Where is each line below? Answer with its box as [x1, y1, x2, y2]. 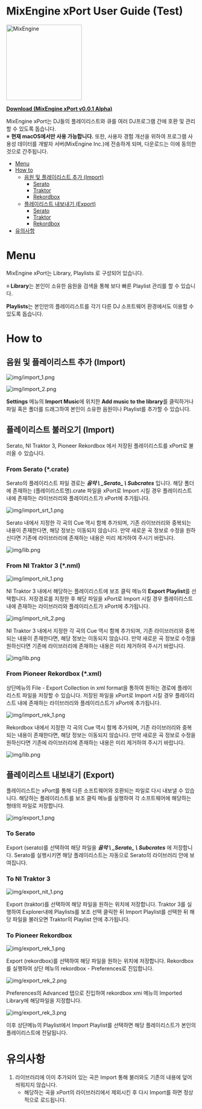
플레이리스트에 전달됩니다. [6, 1029, 68, 1036]
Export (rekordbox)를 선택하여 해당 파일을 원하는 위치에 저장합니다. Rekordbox [6, 957, 194, 965]
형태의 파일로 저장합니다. [6, 802, 65, 809]
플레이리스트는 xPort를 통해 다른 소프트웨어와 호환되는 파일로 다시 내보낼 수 [6, 787, 184, 794]
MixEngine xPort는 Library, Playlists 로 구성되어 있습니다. [6, 269, 144, 276]
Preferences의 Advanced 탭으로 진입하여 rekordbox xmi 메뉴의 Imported [6, 989, 183, 997]
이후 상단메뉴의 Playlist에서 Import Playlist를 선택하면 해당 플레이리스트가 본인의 [6, 1021, 196, 1029]
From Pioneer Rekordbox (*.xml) [6, 670, 102, 678]
